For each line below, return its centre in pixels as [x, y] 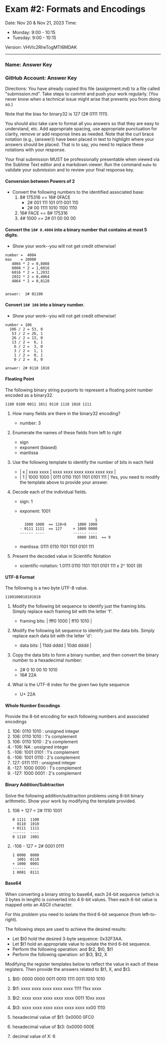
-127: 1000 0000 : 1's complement [47, 768]
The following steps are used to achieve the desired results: [66, 929]
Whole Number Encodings [33, 706]
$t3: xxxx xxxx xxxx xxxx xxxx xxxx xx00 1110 [59, 1007]
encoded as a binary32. [29, 395]
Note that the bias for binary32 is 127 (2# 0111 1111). [57, 114]
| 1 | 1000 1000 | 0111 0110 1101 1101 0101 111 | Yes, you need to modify [90, 477]
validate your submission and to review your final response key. [70, 170]
